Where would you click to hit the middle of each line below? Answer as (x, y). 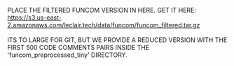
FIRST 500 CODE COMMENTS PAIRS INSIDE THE (78, 47)
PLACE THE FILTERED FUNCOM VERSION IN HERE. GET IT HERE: (102, 10)
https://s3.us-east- (34, 18)
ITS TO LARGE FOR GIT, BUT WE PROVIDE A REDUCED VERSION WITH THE (117, 40)
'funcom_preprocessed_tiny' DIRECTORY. (67, 55)
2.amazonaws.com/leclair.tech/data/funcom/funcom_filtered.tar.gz (104, 25)
